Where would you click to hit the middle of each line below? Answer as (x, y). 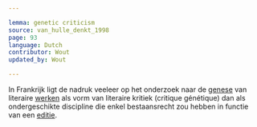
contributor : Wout (39, 53)
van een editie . (33, 115)
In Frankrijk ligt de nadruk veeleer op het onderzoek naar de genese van (128, 89)
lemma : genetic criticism (51, 22)
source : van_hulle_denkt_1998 (59, 30)
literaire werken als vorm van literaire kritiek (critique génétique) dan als (127, 98)
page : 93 (23, 38)
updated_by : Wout (37, 60)
